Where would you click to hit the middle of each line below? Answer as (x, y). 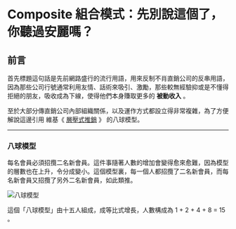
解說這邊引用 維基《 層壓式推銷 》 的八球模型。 (76, 119)
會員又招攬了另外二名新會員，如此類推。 (78, 181)
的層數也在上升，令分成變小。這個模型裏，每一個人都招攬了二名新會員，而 (115, 171)
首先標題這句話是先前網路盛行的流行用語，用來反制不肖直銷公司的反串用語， (118, 78)
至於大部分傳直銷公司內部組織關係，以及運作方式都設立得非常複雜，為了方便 (118, 111)
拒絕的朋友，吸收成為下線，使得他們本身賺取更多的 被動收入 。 (98, 96)
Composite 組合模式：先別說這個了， (115, 14)
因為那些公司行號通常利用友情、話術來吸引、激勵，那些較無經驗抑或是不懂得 (118, 87)
